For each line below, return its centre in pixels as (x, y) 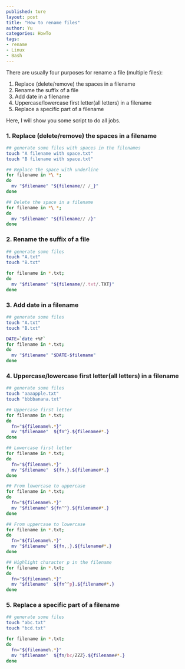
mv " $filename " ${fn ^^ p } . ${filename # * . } (63, 584)
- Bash (14, 56)
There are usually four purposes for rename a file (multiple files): (85, 72)
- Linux (16, 50)
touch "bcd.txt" (26, 628)
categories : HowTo (29, 34)
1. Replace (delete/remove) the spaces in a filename (82, 135)
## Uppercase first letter (39, 410)
